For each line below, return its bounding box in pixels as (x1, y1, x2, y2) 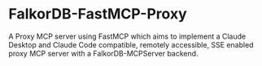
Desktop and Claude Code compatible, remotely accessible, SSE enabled (8, 39, 254, 49)
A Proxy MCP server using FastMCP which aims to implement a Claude (8, 31, 247, 41)
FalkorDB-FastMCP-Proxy (8, 5, 187, 23)
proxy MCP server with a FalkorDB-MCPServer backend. (8, 48, 199, 58)
